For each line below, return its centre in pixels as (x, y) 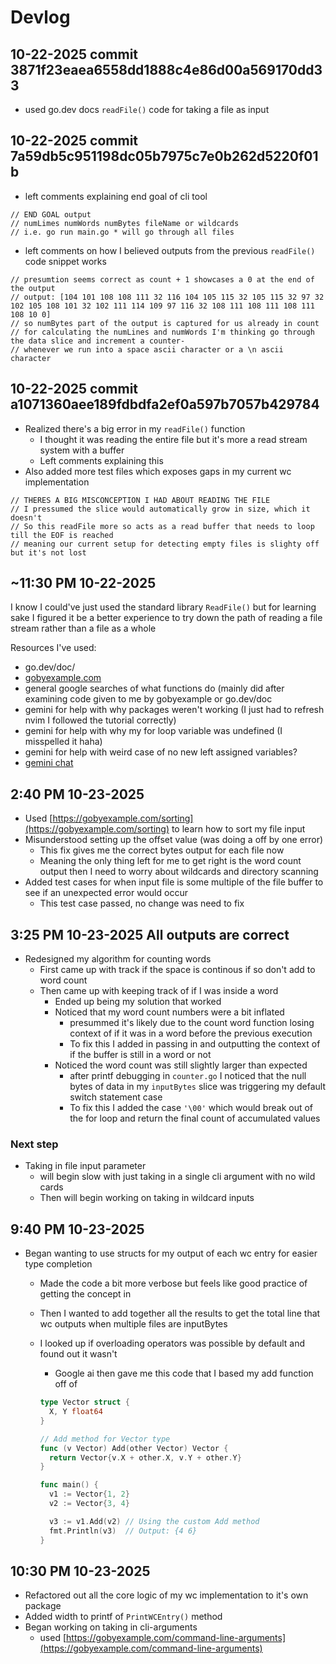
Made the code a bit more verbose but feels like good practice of (173, 1283)
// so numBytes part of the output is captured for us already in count (165, 323)
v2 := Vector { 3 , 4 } (89, 1504)
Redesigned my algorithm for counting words (118, 959)
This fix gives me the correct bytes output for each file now (162, 850)
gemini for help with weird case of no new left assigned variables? (161, 752)
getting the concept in (85, 1294)
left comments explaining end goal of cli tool (116, 196)
